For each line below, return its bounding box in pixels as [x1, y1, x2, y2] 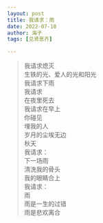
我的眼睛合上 [23, 174, 60, 182]
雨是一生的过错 [23, 200, 67, 208]
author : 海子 [7, 29, 43, 37]
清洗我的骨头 [23, 165, 60, 173]
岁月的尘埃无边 [23, 130, 67, 139]
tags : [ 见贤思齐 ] [7, 36, 53, 43]
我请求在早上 [23, 105, 60, 113]
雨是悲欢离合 [23, 209, 60, 217]
